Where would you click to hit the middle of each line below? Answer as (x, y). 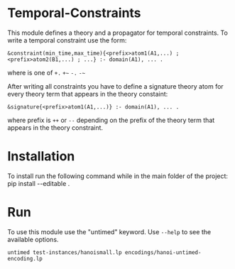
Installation (41, 157)
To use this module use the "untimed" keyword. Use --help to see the (109, 231)
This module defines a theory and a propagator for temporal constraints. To (118, 33)
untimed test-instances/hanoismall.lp (65, 252)
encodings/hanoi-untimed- (163, 252)
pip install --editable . (39, 183)
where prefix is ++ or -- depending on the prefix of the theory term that (111, 120)
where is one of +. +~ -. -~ (47, 72)
